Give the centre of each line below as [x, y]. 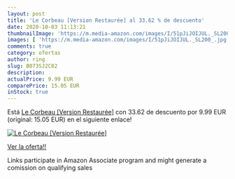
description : [26, 72]
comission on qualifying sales [50, 168]
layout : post [26, 14]
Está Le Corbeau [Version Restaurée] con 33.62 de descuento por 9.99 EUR [116, 112]
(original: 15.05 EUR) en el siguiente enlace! [70, 119]
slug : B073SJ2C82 [33, 66]
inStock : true [28, 92]
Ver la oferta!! [27, 147]
